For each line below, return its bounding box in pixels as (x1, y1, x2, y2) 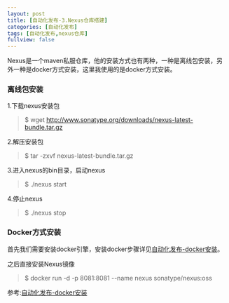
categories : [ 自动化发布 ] (7, 23, 78, 30)
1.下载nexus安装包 (7, 102, 60, 110)
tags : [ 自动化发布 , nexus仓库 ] (7, 29, 88, 37)
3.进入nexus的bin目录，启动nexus (7, 166, 106, 175)
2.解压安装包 (7, 137, 44, 146)
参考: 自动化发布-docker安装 (7, 288, 88, 297)
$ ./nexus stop (24, 208, 67, 217)
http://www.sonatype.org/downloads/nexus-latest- (46, 116, 194, 124)
